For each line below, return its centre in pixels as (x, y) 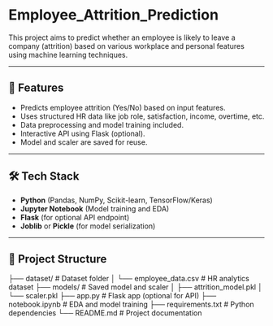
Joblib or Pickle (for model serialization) (88, 226)
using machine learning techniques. (68, 54)
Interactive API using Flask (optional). (82, 133)
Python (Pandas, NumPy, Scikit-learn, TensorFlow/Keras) (116, 200)
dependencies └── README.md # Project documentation (105, 313)
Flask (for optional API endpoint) (75, 217)
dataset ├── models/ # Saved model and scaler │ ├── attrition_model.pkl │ (135, 287)
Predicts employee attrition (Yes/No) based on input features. (123, 107)
